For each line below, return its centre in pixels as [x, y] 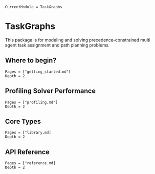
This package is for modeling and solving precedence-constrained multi [78, 40]
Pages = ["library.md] [28, 133]
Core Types [23, 121]
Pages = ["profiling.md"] [31, 102]
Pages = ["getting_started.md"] [38, 72]
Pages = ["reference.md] [30, 163]
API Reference [27, 152]
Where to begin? [31, 60]
